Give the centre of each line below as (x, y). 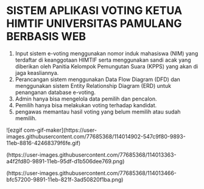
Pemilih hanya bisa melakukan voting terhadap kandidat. (86, 105)
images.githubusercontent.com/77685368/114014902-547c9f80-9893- (96, 136)
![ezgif (14, 130)
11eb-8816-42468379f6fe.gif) (44, 143)
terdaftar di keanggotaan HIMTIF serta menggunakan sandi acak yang (103, 60)
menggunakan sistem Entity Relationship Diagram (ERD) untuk (93, 85)
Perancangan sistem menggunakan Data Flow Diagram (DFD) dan (98, 79)
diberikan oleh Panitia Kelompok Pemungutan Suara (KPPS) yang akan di (107, 66)
